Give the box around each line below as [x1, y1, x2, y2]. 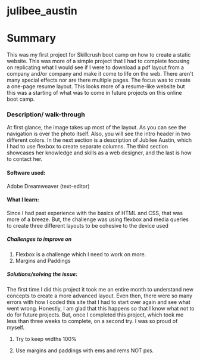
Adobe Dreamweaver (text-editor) [7, 182, 90, 190]
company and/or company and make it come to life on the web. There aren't [7, 70, 194, 77]
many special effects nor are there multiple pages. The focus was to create [7, 76, 191, 84]
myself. [7, 324, 25, 331]
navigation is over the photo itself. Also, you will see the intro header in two [7, 130, 191, 138]
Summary [7, 32, 56, 45]
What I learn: [7, 196, 39, 203]
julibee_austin [7, 4, 78, 18]
